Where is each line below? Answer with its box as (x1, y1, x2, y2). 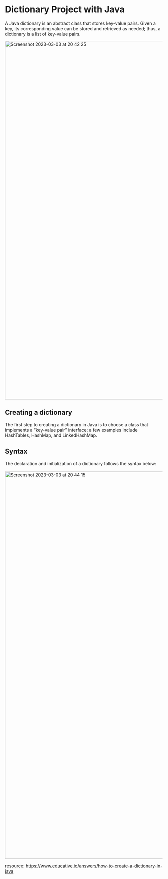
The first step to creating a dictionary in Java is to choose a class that (5, 421, 148, 427)
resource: (5, 863, 25, 869)
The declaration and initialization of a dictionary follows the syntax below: (5, 460, 156, 466)
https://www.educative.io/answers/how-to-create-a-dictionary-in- (25, 863, 163, 869)
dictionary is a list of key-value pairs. (5, 31, 81, 37)
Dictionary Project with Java (5, 4, 125, 15)
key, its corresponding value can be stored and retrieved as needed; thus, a (5, 25, 161, 31)
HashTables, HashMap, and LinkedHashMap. (5, 432, 97, 438)
